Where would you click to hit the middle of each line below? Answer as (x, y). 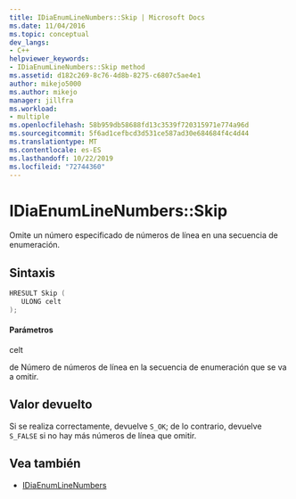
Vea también (45, 464)
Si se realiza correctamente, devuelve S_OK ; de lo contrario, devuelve (136, 426)
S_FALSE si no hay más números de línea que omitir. (103, 435)
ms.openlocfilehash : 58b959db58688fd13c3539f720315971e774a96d (129, 126)
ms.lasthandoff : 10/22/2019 (62, 158)
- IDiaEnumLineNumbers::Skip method (77, 68)
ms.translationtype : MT (53, 142)
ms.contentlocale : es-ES (55, 150)
